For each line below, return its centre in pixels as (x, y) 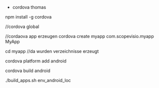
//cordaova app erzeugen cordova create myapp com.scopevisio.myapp (79, 36)
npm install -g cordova (28, 17)
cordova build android (28, 70)
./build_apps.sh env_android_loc (38, 80)
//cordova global (22, 26)
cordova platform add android (36, 61)
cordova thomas (29, 7)
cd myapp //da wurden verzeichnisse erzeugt (52, 51)
